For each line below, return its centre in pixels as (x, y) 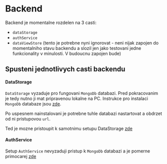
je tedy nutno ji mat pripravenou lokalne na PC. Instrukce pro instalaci (77, 98)
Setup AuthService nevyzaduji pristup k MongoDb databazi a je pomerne (78, 151)
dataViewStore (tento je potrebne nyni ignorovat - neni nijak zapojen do (85, 42)
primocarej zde (21, 156)
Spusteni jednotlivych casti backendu (65, 69)
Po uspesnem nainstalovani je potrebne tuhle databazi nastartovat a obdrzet (84, 113)
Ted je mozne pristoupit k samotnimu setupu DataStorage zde (69, 128)
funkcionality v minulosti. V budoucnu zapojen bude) (67, 53)
